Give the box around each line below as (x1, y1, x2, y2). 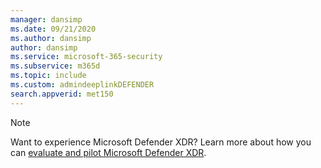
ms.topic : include (10, 71, 87, 81)
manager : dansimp (10, 14, 83, 25)
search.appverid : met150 (10, 89, 114, 99)
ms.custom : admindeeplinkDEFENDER (10, 80, 155, 90)
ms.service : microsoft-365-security (10, 52, 163, 62)
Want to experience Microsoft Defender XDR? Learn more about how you (10, 136, 312, 148)
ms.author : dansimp (10, 33, 92, 43)
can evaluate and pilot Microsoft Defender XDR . (10, 146, 207, 158)
